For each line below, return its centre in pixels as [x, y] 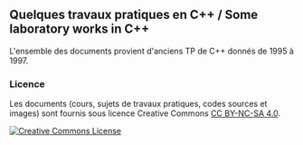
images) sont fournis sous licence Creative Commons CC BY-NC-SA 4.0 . [145, 113]
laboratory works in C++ [80, 29]
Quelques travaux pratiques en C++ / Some [134, 15]
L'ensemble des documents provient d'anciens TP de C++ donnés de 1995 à [151, 51]
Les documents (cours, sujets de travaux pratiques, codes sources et [138, 104]
